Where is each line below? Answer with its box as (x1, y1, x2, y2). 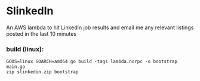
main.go (6, 64, 26, 70)
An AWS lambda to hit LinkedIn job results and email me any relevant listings (6, 24, 194, 31)
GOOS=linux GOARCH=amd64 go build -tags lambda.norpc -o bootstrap (6, 58, 178, 65)
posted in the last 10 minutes (6, 30, 76, 37)
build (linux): (6, 45, 44, 53)
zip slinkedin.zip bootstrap (6, 69, 79, 75)
